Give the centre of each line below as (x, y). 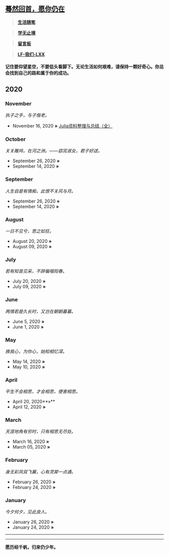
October (16, 139)
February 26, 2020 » (34, 482)
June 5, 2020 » (28, 321)
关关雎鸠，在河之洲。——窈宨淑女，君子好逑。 (54, 151)
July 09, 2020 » (29, 287)
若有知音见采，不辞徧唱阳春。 (36, 271)
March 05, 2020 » (31, 447)
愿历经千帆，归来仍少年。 (32, 547)
